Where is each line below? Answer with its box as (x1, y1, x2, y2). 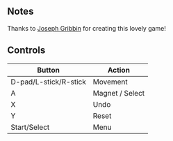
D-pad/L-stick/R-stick (10, 77, 87, 87)
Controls (7, 45, 46, 57)
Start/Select (10, 122, 50, 132)
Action (107, 65, 131, 75)
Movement (92, 77, 129, 87)
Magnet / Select (92, 88, 145, 98)
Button (37, 65, 60, 75)
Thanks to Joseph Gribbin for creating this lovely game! (7, 24, 167, 32)
